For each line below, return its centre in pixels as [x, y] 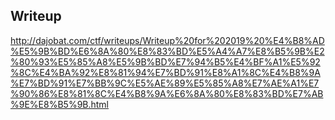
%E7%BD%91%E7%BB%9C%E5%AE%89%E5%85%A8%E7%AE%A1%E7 [165, 83]
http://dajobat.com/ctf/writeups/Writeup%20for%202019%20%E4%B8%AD [167, 40]
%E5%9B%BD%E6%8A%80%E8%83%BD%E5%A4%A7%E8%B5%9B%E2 [167, 51]
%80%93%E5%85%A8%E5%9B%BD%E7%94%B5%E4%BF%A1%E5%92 [165, 61]
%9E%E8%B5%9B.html [60, 104]
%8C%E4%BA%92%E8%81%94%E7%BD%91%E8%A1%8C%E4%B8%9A [165, 72]
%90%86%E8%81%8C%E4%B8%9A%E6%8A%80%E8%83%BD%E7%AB [167, 93]
